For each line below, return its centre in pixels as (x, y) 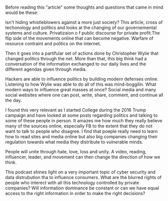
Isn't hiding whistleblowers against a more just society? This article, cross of (84, 22)
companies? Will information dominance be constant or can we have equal (82, 188)
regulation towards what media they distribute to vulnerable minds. (74, 142)
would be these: (22, 13)
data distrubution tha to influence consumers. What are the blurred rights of (83, 177)
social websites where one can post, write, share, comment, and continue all (84, 95)
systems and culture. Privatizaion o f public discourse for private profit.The (82, 33)
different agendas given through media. (46, 69)
